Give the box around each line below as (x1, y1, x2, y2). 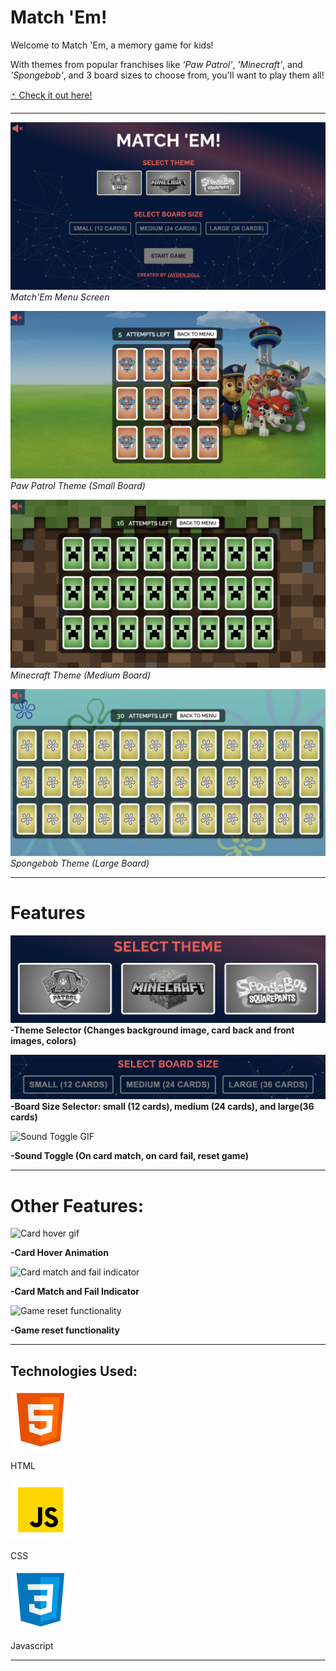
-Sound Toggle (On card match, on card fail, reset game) (10, 1150, 250, 1162)
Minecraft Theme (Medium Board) (10, 669, 152, 681)
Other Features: (10, 1194, 144, 1217)
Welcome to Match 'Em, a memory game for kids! (10, 39, 214, 51)
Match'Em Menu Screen (10, 291, 110, 303)
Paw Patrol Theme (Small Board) (10, 480, 146, 492)
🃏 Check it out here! (10, 89, 93, 101)
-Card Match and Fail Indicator (10, 1286, 140, 1298)
